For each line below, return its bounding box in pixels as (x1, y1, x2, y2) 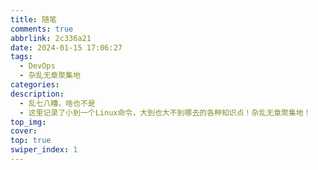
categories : (10, 80, 60, 90)
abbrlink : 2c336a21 (10, 33, 92, 43)
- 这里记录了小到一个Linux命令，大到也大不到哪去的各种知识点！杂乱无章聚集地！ (19, 107, 312, 118)
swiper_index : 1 (10, 145, 78, 155)
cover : (10, 126, 38, 136)
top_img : (10, 117, 47, 127)
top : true (10, 136, 52, 146)
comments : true (10, 24, 74, 34)
